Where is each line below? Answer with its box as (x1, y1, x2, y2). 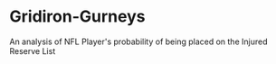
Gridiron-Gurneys (9, 6, 146, 27)
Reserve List (9, 45, 56, 56)
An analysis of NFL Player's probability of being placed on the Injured (9, 36, 268, 47)
